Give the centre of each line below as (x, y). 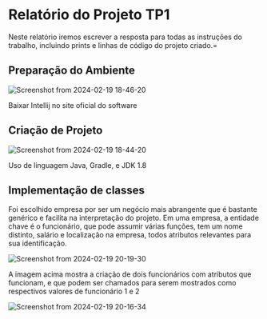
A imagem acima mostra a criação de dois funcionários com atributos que (130, 274)
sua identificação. (38, 243)
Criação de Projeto (56, 131)
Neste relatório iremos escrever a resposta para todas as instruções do (125, 37)
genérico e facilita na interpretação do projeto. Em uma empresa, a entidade (134, 218)
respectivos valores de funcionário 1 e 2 (74, 291)
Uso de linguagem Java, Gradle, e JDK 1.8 (78, 165)
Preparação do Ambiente (72, 71)
